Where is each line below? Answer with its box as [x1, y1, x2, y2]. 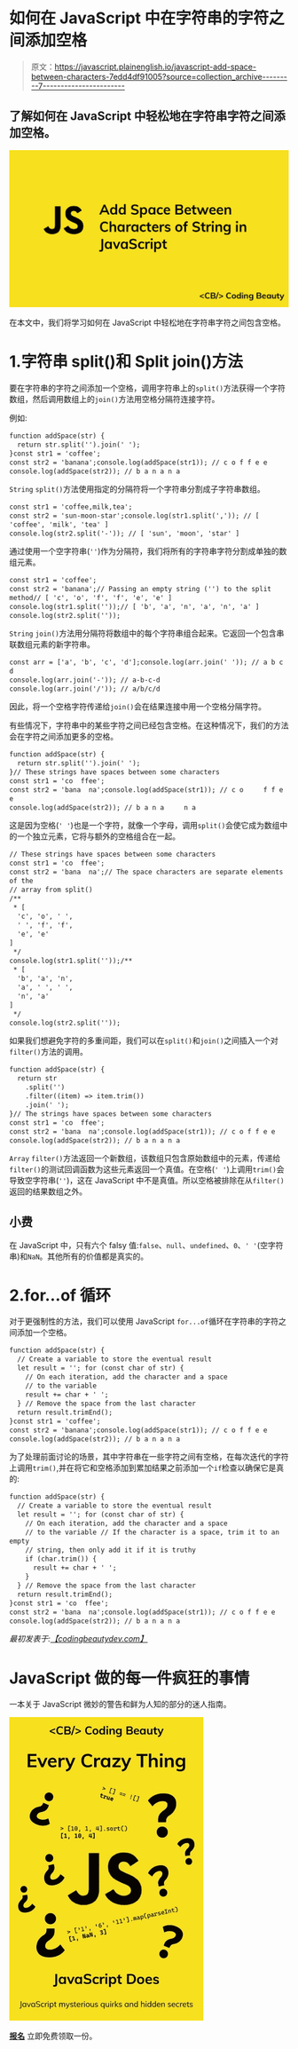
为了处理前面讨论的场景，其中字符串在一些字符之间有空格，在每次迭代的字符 [9, 1452, 289, 1462]
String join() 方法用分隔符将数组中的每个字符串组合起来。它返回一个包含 [9, 628, 277, 638]
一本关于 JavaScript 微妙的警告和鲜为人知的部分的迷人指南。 [9, 1699, 232, 1710]
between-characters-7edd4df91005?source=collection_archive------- [30, 71, 288, 82]
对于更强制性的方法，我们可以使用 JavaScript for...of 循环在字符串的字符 [9, 1316, 279, 1327]
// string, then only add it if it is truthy [25, 1546, 197, 1555]
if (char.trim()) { [25, 1555, 98, 1563]
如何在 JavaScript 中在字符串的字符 [9, 8, 270, 28]
